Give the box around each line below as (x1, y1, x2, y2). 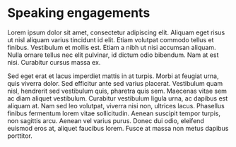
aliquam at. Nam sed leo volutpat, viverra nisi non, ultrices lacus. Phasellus (7, 101, 225, 110)
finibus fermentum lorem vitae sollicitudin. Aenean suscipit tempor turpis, (7, 109, 221, 117)
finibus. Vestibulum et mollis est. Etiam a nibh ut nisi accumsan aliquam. (7, 43, 216, 51)
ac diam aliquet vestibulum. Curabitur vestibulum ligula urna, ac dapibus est (7, 94, 228, 103)
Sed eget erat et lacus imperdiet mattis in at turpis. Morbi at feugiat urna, (7, 72, 219, 80)
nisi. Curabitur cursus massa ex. (7, 58, 101, 66)
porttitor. (7, 132, 33, 140)
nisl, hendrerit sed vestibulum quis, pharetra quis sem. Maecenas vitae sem (7, 87, 228, 95)
